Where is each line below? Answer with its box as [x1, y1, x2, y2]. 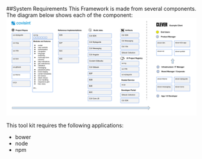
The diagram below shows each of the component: [6, 11, 133, 19]
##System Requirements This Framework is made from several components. [6, 5, 197, 12]
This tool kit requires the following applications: [6, 122, 124, 129]
